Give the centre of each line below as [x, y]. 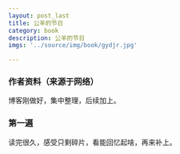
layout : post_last [39, 16]
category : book [34, 30]
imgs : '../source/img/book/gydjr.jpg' [73, 45]
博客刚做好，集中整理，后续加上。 [64, 101]
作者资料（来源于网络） [53, 82]
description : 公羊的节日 [47, 38]
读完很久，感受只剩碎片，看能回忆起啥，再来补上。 [92, 142]
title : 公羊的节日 [36, 23]
